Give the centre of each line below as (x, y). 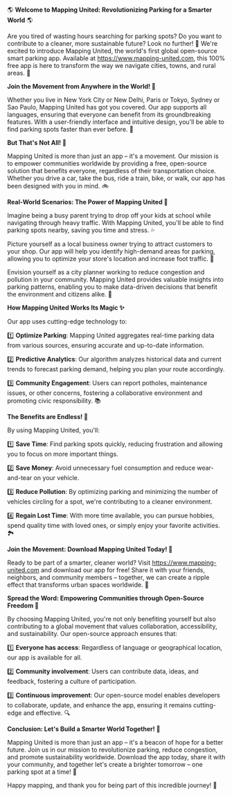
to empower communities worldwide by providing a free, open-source (107, 163)
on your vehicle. (56, 478)
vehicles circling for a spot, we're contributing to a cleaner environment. (110, 502)
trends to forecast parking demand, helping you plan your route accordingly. (116, 369)
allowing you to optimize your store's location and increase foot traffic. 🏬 (111, 259)
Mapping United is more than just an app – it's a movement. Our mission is (113, 156)
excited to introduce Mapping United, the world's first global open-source (112, 51)
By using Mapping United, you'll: (54, 430)
